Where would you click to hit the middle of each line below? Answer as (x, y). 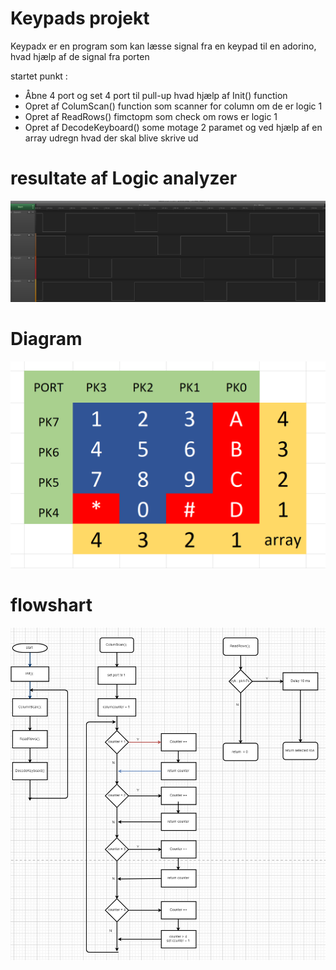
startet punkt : (39, 76)
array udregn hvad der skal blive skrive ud (111, 138)
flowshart (51, 604)
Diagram (46, 339)
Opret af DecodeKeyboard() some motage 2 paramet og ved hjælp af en (173, 127)
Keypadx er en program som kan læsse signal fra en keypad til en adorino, (163, 46)
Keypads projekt (80, 18)
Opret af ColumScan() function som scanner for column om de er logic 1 (173, 106)
